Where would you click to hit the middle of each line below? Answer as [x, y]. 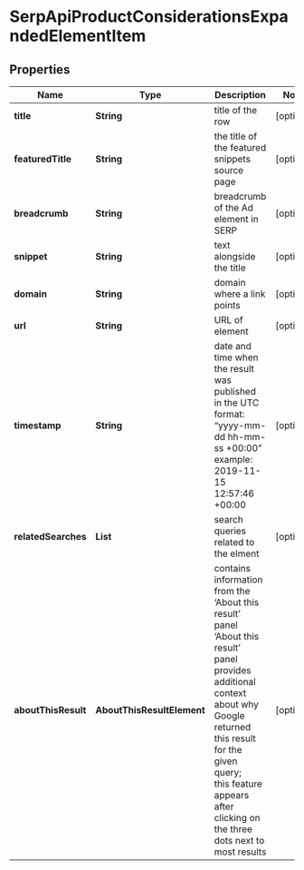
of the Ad [233, 208]
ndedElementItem [78, 36]
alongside [235, 256]
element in [237, 219]
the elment [237, 553]
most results [240, 852]
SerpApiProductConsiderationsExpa [149, 17]
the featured [240, 147]
